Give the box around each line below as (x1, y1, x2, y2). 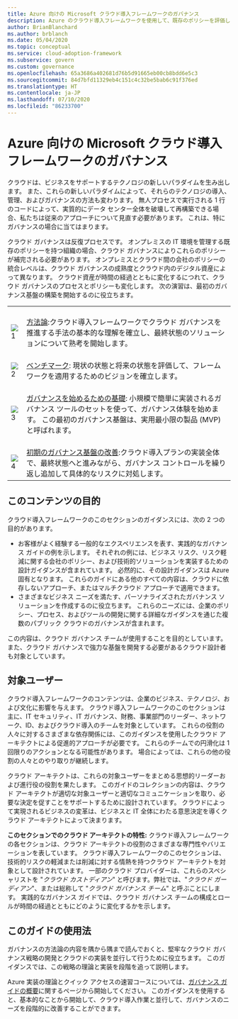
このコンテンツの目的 (7, 495, 101, 507)
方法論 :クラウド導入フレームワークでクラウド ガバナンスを (26, 317, 222, 327)
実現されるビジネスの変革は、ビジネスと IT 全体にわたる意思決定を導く (13, 807, 222, 815)
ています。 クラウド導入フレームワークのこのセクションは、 (50, 849, 225, 857)
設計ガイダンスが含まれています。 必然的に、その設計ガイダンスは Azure (17, 565, 229, 574)
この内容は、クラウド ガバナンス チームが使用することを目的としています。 (7, 634, 227, 642)
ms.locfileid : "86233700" (7, 103, 84, 110)
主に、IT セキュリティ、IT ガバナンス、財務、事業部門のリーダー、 (7, 712, 202, 720)
